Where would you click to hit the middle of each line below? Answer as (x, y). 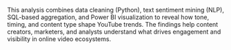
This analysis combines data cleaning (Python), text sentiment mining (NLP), (115, 10)
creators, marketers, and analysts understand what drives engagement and (114, 32)
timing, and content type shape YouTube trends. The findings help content (113, 24)
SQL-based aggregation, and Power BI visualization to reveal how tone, (108, 17)
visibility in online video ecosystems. (59, 39)
